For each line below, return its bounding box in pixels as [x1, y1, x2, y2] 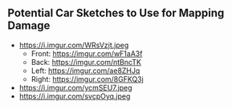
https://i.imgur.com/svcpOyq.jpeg [18, 91, 131, 101]
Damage [7, 19, 51, 33]
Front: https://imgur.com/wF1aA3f [31, 48, 143, 59]
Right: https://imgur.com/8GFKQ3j [31, 74, 144, 83]
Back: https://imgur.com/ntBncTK [31, 57, 142, 67]
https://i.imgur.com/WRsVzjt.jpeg [18, 40, 129, 50]
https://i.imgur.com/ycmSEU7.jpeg [18, 83, 132, 92]
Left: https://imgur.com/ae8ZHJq [31, 66, 140, 75]
